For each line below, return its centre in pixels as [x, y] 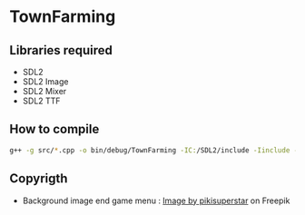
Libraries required [61, 50]
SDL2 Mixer [44, 91]
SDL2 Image [45, 82]
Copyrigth [39, 179]
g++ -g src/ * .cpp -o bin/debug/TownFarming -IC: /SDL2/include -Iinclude [150, 150]
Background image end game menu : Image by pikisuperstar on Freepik [156, 200]
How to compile [54, 129]
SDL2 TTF [41, 101]
